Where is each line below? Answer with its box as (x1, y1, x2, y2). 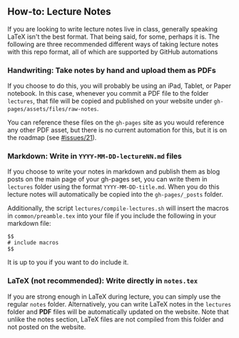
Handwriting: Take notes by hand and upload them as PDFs (7, 65, 216, 75)
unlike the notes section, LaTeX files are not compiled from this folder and (7, 314, 224, 324)
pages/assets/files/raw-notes (7, 106, 98, 113)
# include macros (7, 239, 59, 247)
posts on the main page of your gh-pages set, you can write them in (7, 175, 208, 184)
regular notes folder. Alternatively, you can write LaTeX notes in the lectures (7, 299, 232, 308)
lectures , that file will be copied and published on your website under (7, 96, 213, 106)
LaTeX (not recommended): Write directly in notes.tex (7, 276, 198, 286)
